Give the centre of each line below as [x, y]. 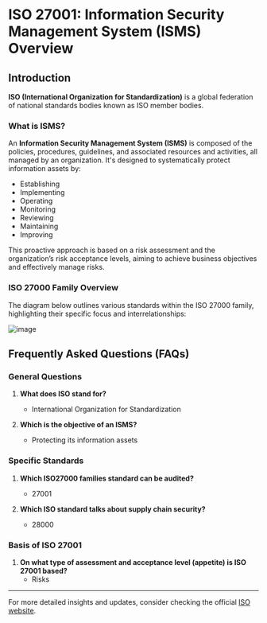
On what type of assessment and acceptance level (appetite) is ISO [133, 562]
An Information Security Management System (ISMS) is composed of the [130, 143]
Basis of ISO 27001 [45, 545]
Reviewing [37, 218]
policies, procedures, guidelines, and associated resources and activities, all [133, 152]
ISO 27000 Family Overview [64, 288]
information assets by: [44, 169]
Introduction [40, 78]
